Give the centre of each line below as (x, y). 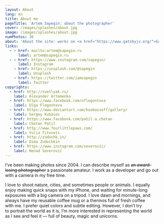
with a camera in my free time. (36, 175)
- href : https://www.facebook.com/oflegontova (58, 101)
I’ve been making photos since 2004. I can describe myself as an (71, 165)
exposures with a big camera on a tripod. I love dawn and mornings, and (78, 195)
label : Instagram (36, 64)
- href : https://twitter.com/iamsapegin (55, 78)
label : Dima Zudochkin (37, 142)
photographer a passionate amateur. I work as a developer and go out (88, 170)
